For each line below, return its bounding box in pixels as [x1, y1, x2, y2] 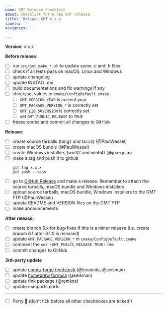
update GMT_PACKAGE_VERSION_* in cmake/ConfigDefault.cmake [12, 236, 137, 242]
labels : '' [5, 21, 28, 26]
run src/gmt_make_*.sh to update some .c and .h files [12, 63, 121, 69]
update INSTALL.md [12, 80, 54, 86]
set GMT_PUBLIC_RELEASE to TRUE [19, 113, 83, 119]
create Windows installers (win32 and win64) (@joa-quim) [12, 149, 132, 155]
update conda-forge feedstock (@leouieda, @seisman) [12, 266, 125, 273]
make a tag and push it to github [12, 155, 79, 161]
